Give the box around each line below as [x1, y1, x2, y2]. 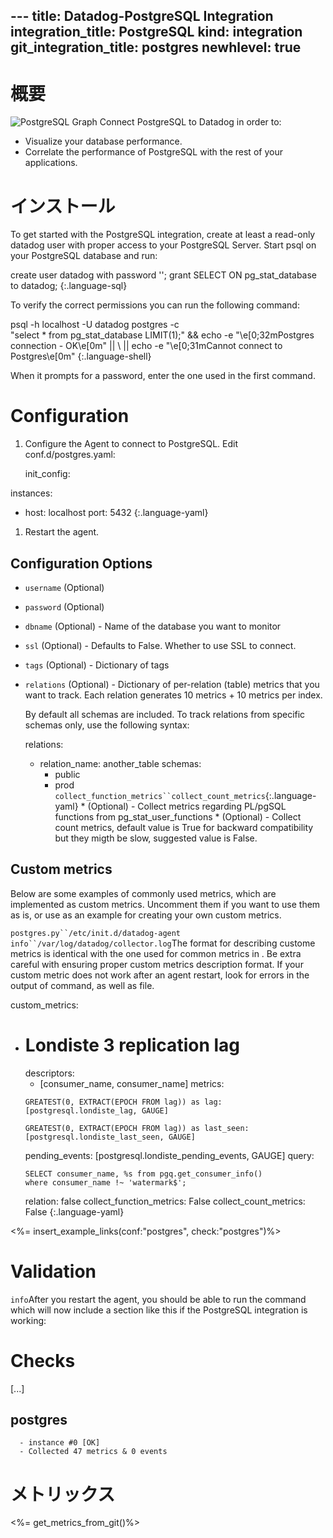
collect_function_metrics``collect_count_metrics [54, 792, 266, 802]
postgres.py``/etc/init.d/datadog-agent [10, 928, 182, 938]
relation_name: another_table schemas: [39, 758, 202, 770]
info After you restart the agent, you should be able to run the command [10, 1293, 307, 1305]
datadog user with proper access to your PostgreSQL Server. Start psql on [10, 239, 317, 251]
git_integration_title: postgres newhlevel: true [10, 39, 302, 56]
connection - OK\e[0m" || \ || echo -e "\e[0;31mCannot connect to [10, 340, 283, 352]
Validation [10, 1260, 97, 1283]
